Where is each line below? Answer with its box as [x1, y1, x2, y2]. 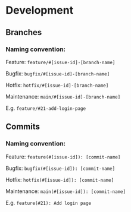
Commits [5, 122, 40, 132]
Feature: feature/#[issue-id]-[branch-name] [5, 58, 116, 65]
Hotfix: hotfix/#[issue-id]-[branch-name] [5, 81, 109, 88]
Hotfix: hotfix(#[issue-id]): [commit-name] [5, 176, 114, 183]
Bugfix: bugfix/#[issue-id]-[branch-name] [5, 69, 110, 77]
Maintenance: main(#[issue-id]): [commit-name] [5, 188, 126, 195]
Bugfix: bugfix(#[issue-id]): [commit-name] [5, 164, 116, 172]
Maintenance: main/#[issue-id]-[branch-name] [5, 93, 121, 100]
